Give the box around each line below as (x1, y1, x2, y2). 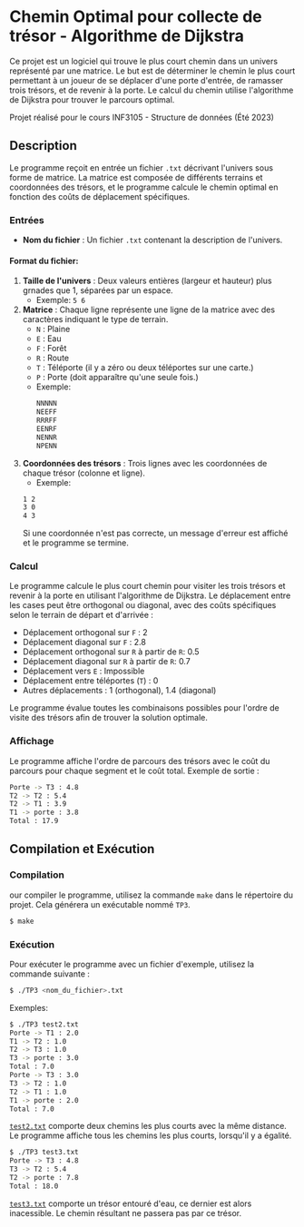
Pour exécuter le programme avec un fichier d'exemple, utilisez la (9, 958, 255, 969)
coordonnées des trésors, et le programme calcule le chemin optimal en (9, 182, 279, 192)
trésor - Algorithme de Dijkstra (9, 25, 245, 46)
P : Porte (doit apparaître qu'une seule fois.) (35, 372, 200, 383)
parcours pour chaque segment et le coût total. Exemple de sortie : (9, 765, 260, 776)
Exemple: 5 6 (35, 295, 86, 306)
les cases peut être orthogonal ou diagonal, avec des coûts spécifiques (9, 600, 277, 611)
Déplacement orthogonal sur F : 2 (22, 627, 148, 638)
